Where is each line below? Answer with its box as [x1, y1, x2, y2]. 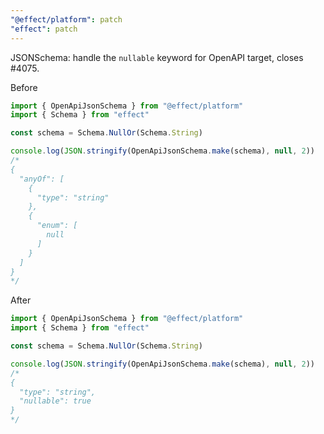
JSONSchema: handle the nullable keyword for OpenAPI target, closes [10, 51, 304, 63]
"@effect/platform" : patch [10, 14, 123, 25]
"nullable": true [19, 396, 92, 406]
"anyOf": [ [19, 174, 65, 184]
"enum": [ [36, 221, 78, 231]
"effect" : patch [10, 24, 78, 34]
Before [10, 81, 38, 93]
